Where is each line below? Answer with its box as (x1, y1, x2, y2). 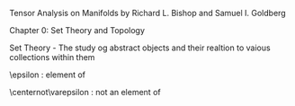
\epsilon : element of (9, 69, 86, 80)
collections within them (9, 52, 95, 62)
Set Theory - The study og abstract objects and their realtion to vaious (9, 42, 272, 53)
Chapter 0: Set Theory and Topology (9, 25, 146, 35)
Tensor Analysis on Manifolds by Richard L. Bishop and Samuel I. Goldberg (9, 8, 286, 18)
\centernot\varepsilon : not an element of (9, 87, 161, 97)
